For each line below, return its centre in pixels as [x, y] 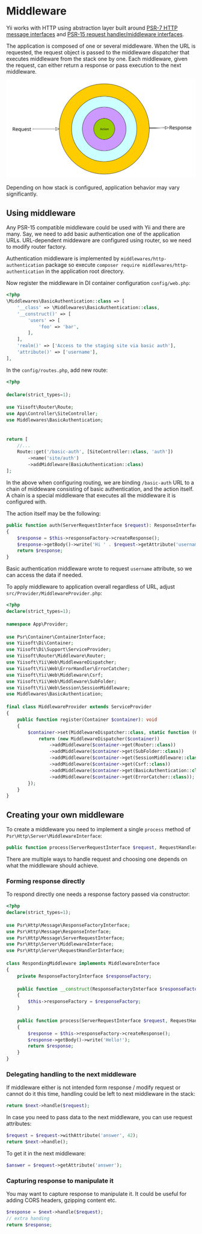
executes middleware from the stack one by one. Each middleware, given [97, 59]
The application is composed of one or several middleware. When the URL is [101, 46]
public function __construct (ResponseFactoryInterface [87, 989]
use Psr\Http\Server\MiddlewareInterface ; [60, 944]
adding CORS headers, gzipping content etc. [62, 1200]
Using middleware [41, 213]
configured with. [26, 502]
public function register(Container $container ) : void [87, 720]
